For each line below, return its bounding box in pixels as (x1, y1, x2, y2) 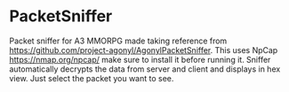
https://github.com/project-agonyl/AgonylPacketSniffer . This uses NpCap (9, 44, 278, 55)
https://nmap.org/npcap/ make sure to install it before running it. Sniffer (9, 54, 271, 65)
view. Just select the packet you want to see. (9, 73, 174, 83)
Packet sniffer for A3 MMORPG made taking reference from (9, 35, 228, 46)
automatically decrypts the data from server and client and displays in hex (9, 64, 281, 74)
